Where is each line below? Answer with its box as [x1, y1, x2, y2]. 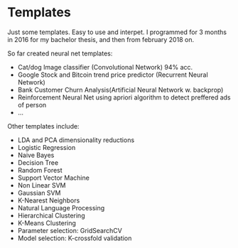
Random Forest [17, 166, 63, 174]
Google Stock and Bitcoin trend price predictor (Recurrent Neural [17, 70, 208, 79]
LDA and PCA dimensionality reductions [17, 136, 135, 144]
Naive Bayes [17, 151, 55, 159]
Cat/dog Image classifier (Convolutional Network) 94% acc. [17, 63, 193, 71]
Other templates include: [7, 122, 80, 130]
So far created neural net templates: [7, 49, 113, 58]
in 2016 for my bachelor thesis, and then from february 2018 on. [7, 35, 194, 43]
